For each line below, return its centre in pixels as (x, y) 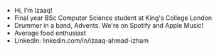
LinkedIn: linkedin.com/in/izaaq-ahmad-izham (81, 41)
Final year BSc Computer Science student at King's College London (113, 18)
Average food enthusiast (50, 33)
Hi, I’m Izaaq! (33, 10)
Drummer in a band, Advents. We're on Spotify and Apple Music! (109, 25)
